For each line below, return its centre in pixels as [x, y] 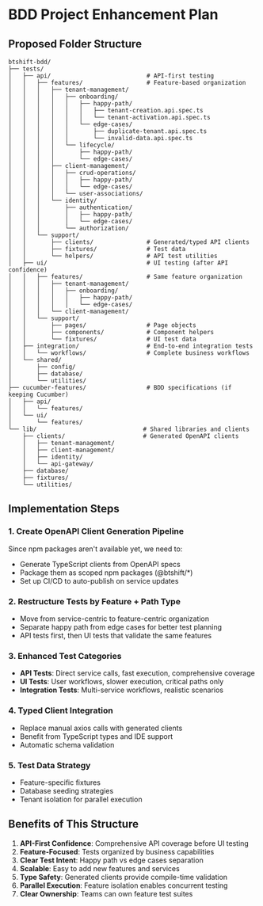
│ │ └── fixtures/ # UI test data [102, 339]
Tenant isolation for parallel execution [81, 799]
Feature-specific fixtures [60, 782]
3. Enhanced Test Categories [65, 656]
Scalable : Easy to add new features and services [99, 868]
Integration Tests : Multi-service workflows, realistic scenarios [122, 690]
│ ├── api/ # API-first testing [111, 76]
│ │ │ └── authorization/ [69, 228]
